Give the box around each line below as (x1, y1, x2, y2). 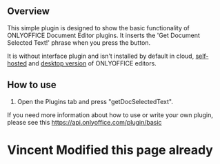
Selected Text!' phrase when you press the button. (7, 38, 151, 47)
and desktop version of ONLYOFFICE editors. (28, 59, 157, 68)
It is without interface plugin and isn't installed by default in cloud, (7, 52, 194, 60)
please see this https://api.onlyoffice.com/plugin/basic (7, 118, 162, 126)
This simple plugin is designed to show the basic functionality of (7, 23, 190, 32)
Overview (7, 6, 50, 17)
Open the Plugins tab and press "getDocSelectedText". (17, 97, 174, 105)
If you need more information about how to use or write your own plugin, (7, 110, 214, 119)
